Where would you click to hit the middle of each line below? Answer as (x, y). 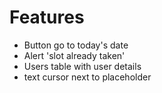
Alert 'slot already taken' (74, 55)
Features (47, 17)
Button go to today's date (76, 45)
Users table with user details (82, 66)
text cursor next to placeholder (87, 77)
